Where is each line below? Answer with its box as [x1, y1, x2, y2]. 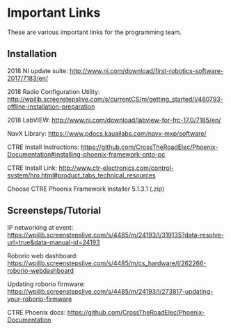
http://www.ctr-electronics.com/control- [58, 164, 174, 172]
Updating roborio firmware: [7, 280, 86, 288]
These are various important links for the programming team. [7, 28, 182, 36]
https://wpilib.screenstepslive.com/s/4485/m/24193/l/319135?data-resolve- [7, 230, 224, 239]
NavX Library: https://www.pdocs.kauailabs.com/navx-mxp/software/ [7, 129, 207, 137]
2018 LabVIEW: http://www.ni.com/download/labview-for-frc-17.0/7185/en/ [7, 116, 221, 124]
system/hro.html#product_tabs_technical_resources [7, 171, 156, 179]
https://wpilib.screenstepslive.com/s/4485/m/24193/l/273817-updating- [7, 287, 214, 295]
